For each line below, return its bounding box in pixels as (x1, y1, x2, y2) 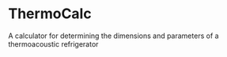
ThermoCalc (8, 5, 93, 23)
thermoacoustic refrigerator (8, 39, 99, 48)
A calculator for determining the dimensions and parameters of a (8, 31, 219, 40)
